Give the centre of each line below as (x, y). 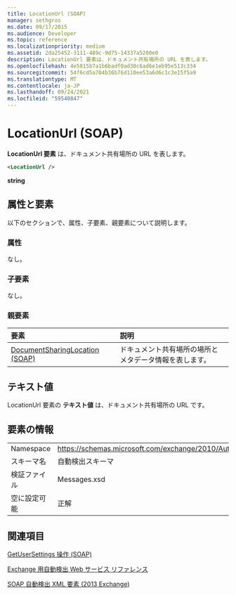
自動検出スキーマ (86, 462)
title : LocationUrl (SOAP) (47, 14)
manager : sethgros (34, 20)
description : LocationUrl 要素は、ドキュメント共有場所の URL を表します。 (109, 60)
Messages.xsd (81, 480)
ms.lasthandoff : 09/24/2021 (48, 92)
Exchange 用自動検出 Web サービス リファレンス (78, 569)
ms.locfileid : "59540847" (45, 99)
